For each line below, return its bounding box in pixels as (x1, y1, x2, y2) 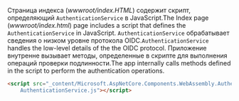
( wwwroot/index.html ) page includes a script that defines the (7, 21, 186, 29)
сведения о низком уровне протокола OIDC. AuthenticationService (7, 36, 209, 45)
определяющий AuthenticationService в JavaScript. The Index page (7, 14, 209, 22)
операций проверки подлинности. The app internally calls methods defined (7, 59, 231, 67)
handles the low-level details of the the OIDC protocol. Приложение (7, 44, 207, 52)
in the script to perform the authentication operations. (7, 67, 165, 75)
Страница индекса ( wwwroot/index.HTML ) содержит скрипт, (7, 6, 191, 14)
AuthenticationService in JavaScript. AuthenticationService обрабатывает (7, 28, 230, 37)
